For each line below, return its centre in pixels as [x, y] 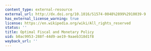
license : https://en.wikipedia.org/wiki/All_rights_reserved [68, 23]
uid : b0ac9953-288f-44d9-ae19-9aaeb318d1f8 [50, 37]
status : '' [16, 28]
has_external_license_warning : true [42, 18]
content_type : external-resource [39, 9]
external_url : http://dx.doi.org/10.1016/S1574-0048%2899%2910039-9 [75, 14]
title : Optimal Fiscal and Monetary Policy [50, 32]
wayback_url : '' [21, 41]
